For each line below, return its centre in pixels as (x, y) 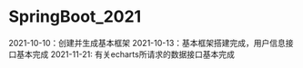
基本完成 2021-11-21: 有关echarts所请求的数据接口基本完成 (126, 54)
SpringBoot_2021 (75, 17)
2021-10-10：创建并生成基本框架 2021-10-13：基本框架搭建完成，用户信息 (147, 43)
